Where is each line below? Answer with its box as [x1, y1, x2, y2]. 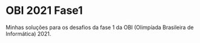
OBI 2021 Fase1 [5, 4, 83, 18]
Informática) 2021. [5, 30, 52, 37]
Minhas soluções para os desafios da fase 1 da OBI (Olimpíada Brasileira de [5, 24, 194, 31]
